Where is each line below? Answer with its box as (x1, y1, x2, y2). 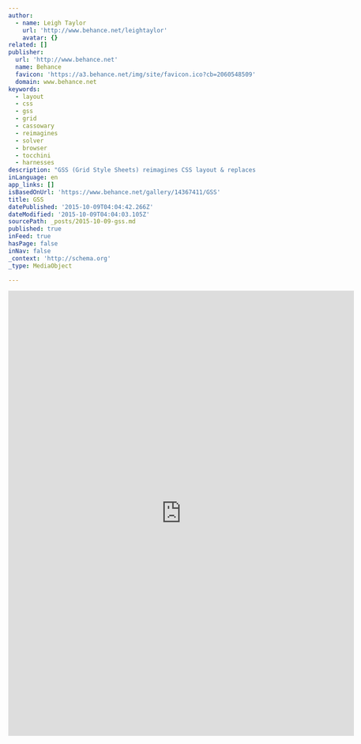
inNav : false (8, 247, 51, 255)
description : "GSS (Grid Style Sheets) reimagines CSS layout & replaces (8, 166, 257, 174)
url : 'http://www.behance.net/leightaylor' (22, 26, 168, 34)
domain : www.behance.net (15, 78, 97, 85)
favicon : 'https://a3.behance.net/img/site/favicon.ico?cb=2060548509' (15, 70, 257, 78)
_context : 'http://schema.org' (8, 254, 111, 262)
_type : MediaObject (8, 262, 73, 270)
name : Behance (15, 63, 62, 71)
